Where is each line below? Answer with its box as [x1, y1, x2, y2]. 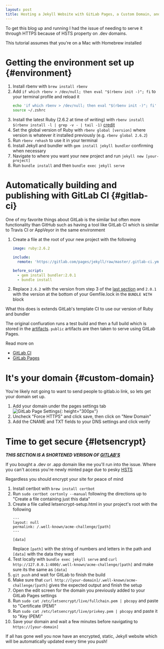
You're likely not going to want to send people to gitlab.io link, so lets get [5, 388, 151, 394]
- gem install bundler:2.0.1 [17, 272, 76, 278]
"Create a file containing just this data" [12, 496, 91, 502]
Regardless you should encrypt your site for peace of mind [5, 476, 124, 482]
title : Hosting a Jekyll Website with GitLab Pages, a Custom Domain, [5, 12, 152, 17]
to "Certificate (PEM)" [12, 603, 56, 609]
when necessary [12, 148, 46, 154]
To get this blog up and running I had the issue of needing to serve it [5, 25, 143, 31]
